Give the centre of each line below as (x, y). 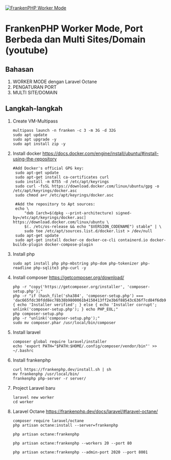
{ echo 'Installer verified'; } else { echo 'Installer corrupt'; (85, 305)
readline (22, 268)
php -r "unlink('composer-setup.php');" (56, 318)
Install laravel (27, 332)
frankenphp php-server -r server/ (49, 378)
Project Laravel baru (34, 388)
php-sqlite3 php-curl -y (60, 268)
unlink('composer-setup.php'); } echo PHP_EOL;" (65, 309)
